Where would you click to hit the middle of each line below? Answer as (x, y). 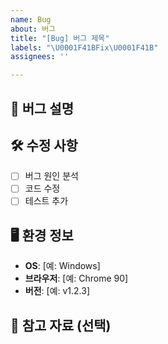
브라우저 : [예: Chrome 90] (76, 278)
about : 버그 (33, 29)
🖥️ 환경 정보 (42, 235)
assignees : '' (40, 57)
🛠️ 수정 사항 (44, 145)
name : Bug (31, 19)
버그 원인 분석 (51, 176)
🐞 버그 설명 (42, 108)
